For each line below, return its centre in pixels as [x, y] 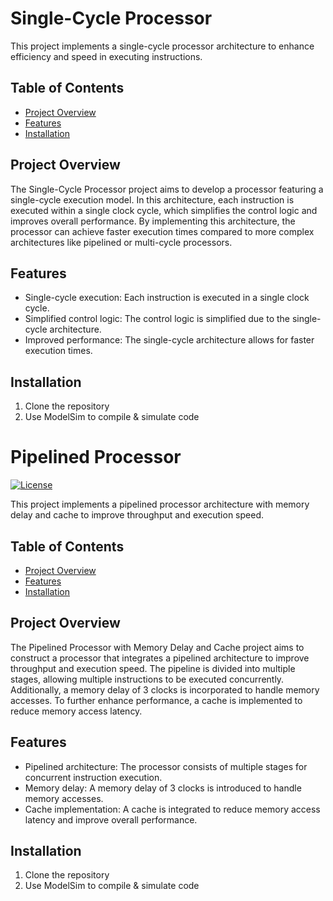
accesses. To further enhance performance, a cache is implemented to [156, 700]
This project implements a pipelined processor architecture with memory [160, 504]
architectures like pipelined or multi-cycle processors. [121, 242]
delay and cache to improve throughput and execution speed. [137, 515]
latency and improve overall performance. [111, 819]
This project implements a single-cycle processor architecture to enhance [162, 46]
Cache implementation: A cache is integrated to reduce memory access [172, 809]
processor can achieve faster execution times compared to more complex [162, 231]
